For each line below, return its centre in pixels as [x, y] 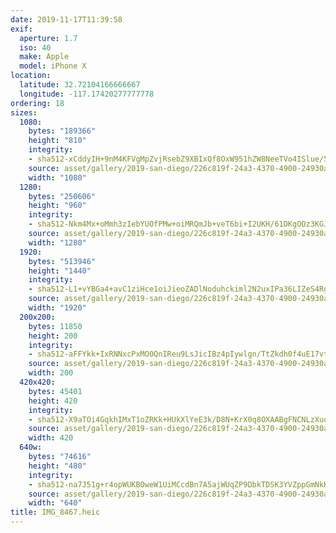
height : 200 [53, 336]
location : [31, 76]
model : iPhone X [53, 66]
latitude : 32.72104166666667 [80, 85]
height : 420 [53, 401]
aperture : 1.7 [48, 38]
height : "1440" [60, 271]
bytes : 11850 [55, 326]
